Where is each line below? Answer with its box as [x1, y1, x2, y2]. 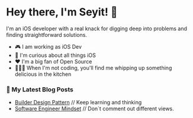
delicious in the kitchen [14, 71, 72, 78]
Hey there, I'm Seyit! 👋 [6, 5, 118, 19]
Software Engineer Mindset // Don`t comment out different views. [14, 105, 175, 112]
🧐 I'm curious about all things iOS [14, 52, 96, 59]
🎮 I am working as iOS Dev [14, 43, 82, 50]
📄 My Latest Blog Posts [6, 85, 74, 94]
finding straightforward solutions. [6, 31, 88, 38]
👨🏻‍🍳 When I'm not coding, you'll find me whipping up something [14, 64, 172, 71]
